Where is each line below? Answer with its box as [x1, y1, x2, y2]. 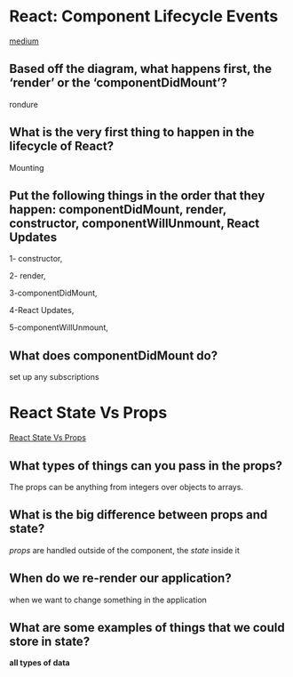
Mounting [9, 162, 44, 173]
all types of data [9, 657, 70, 668]
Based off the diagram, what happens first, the [9, 61, 273, 77]
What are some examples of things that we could [9, 620, 286, 635]
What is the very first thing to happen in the [9, 125, 255, 140]
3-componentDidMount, [9, 287, 98, 299]
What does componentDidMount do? [9, 348, 218, 363]
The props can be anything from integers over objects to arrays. [9, 481, 244, 492]
